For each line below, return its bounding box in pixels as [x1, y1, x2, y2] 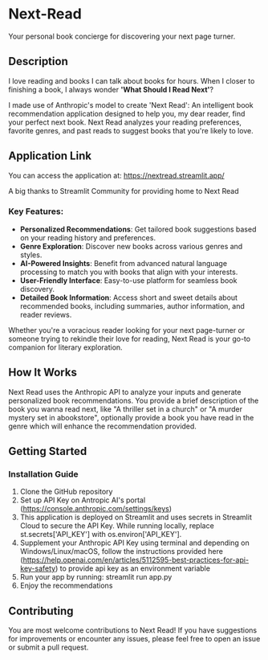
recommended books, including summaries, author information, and [19, 301, 245, 310]
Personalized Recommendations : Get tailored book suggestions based [19, 224, 257, 234]
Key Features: [8, 206, 64, 217]
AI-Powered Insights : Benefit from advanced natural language [19, 258, 227, 268]
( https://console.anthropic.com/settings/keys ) [19, 504, 173, 514]
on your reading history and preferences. [19, 232, 156, 242]
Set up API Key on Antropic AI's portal [19, 495, 146, 505]
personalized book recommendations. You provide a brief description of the [8, 396, 259, 405]
